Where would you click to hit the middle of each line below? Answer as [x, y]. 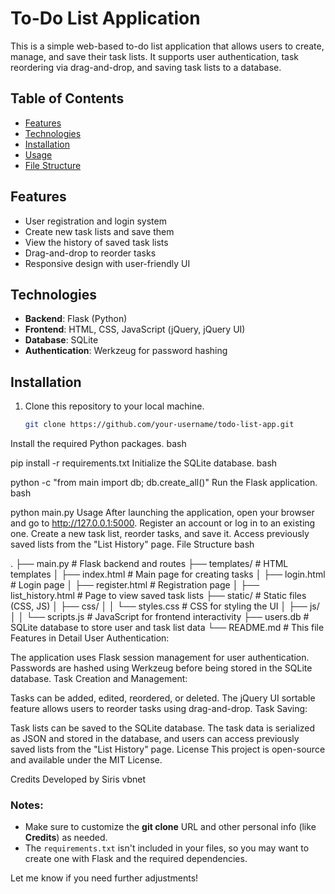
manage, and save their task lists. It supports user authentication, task [155, 56]
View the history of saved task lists [96, 242]
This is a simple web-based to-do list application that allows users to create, [167, 46]
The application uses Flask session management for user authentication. [160, 658]
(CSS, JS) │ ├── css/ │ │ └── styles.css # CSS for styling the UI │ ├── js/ [165, 606]
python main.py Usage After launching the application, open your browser [162, 513]
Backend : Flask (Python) [76, 319]
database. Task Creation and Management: [99, 679]
